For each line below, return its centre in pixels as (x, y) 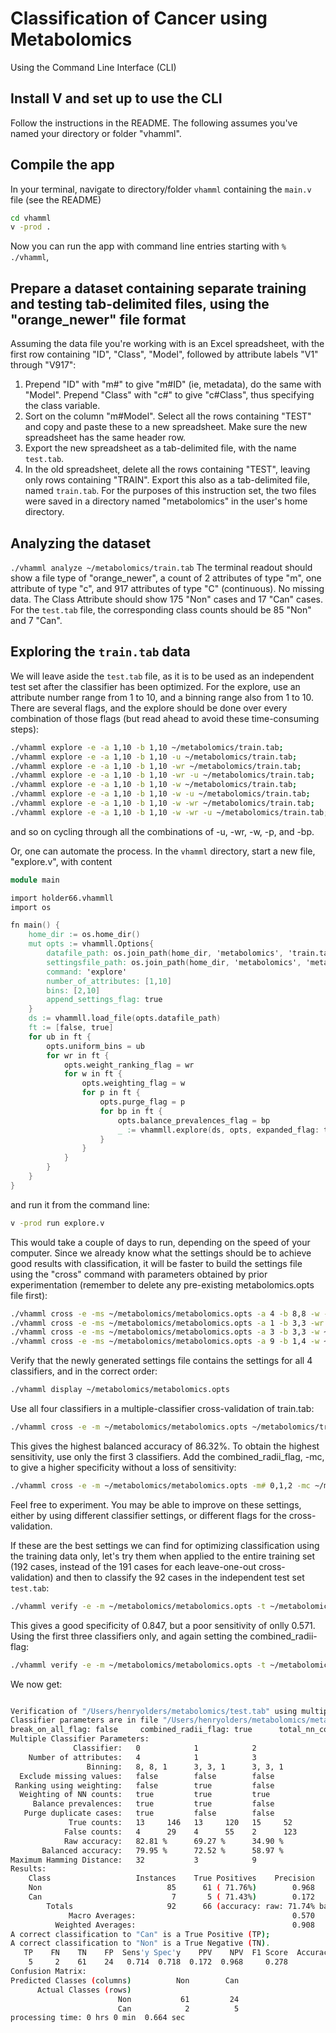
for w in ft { (93, 1074)
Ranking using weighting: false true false (144, 1785)
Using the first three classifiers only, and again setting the (129, 1636)
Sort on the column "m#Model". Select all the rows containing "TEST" (168, 416)
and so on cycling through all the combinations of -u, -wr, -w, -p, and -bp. (162, 831)
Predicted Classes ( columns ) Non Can (125, 1980)
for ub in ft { (60, 1037)
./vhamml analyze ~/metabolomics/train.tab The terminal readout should (161, 567)
